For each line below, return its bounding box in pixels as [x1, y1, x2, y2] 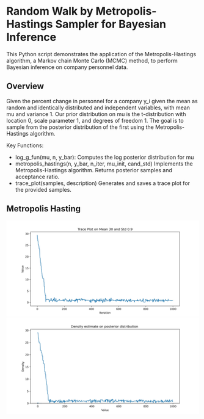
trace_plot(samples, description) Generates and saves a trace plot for [15, 179, 191, 187]
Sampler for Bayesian [55, 17, 167, 31]
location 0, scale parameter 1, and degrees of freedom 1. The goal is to [6, 117, 184, 124]
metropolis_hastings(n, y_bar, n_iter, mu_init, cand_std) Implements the [15, 160, 194, 167]
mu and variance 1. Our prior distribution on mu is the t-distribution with [6, 110, 186, 117]
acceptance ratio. [15, 173, 60, 180]
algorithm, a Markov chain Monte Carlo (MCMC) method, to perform [6, 57, 178, 64]
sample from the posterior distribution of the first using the [6, 123, 154, 131]
